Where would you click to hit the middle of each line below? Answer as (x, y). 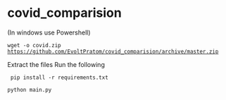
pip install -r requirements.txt (59, 77)
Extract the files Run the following (56, 64)
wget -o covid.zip (34, 45)
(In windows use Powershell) (49, 32)
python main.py (30, 89)
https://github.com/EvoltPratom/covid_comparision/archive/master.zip (113, 51)
